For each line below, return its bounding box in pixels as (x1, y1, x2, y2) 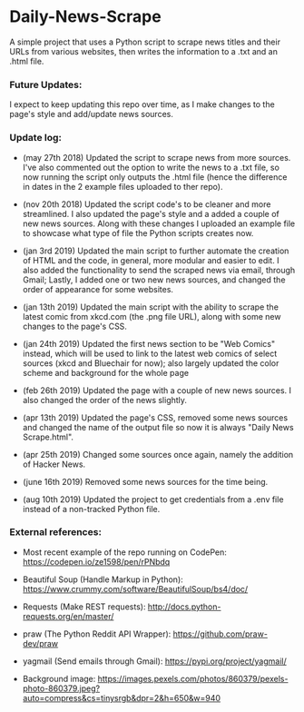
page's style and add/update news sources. (9, 109, 174, 120)
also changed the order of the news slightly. (22, 394, 188, 405)
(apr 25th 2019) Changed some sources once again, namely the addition (22, 449, 294, 460)
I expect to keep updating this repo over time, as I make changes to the (9, 99, 275, 110)
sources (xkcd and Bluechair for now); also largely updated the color (22, 357, 279, 369)
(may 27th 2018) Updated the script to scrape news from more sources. (22, 152, 291, 163)
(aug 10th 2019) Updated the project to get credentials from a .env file (22, 493, 284, 505)
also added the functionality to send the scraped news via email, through (22, 264, 296, 275)
